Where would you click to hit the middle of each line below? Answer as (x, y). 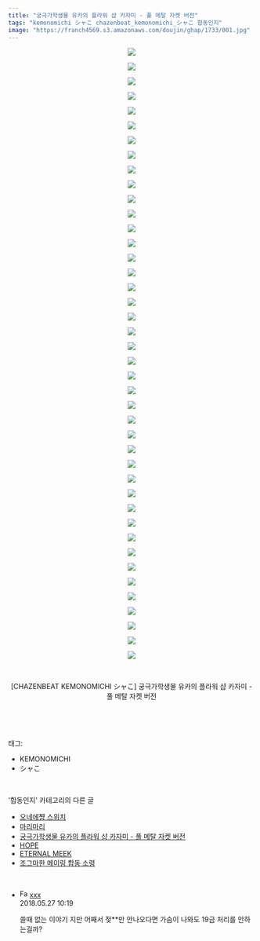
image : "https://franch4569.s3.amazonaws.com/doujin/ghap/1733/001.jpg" (129, 30)
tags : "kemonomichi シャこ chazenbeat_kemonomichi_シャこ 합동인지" (116, 23)
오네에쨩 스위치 (43, 817)
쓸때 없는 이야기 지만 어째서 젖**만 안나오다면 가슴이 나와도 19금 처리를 (128, 920)
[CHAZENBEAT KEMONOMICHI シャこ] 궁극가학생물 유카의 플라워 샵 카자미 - (132, 687)
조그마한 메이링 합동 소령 (57, 863)
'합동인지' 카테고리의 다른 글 (51, 801)
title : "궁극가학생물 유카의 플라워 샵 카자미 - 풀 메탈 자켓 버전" (103, 15)
